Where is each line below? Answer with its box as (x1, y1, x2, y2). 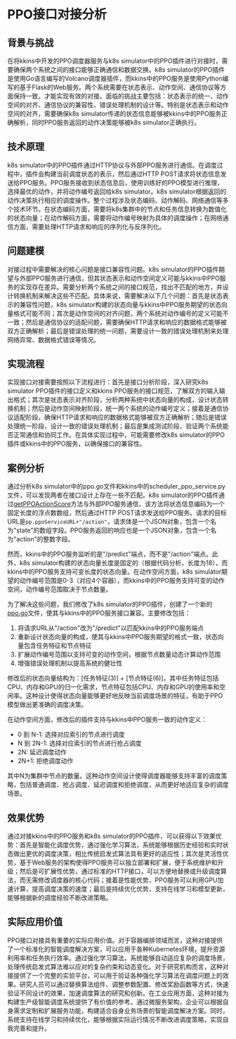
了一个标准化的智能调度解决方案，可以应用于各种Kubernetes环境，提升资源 (7, 945, 225, 953)
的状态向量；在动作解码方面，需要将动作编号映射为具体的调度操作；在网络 (7, 213, 223, 222)
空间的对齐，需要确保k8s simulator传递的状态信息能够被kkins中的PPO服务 (7, 110, 222, 118)
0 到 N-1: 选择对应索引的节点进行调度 (17, 730, 125, 739)
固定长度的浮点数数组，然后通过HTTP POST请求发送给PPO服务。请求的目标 (7, 508, 227, 517)
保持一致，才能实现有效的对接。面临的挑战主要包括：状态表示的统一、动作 (13, 92, 229, 100)
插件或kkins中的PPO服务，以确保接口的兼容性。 (7, 439, 146, 448)
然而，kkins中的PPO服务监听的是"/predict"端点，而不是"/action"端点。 (7, 550, 212, 558)
